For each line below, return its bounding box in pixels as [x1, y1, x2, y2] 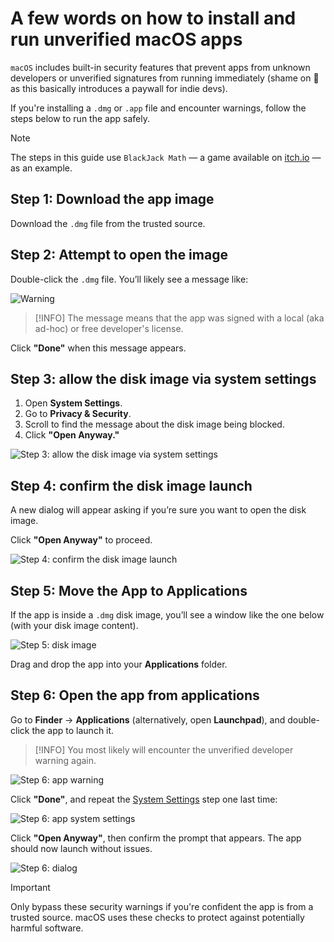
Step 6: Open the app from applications [10, 687, 260, 704]
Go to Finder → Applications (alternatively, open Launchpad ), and [10, 713, 286, 726]
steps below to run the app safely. [10, 112, 150, 124]
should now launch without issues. [10, 842, 153, 854]
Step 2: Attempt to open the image [10, 247, 228, 264]
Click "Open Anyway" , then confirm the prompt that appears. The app [10, 832, 302, 844]
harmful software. [10, 922, 84, 934]
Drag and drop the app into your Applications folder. [10, 658, 228, 670]
